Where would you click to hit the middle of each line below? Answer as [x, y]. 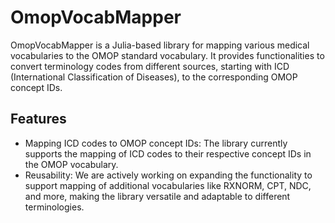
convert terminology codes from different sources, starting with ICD [150, 66]
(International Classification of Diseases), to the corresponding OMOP [154, 77]
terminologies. [54, 207]
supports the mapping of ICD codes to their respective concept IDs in [168, 153]
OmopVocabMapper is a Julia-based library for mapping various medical [160, 45]
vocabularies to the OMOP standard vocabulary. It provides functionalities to [167, 55]
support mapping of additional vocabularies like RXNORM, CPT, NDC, [168, 185]
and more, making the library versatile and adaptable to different [157, 196]
